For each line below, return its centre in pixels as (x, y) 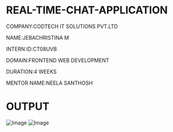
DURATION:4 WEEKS (31, 71)
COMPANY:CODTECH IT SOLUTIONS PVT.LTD (62, 26)
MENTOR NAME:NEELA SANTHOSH (49, 83)
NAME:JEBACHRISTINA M (37, 37)
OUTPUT (28, 107)
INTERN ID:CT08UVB (32, 49)
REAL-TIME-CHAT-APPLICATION (87, 10)
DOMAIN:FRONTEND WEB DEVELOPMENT (58, 60)
